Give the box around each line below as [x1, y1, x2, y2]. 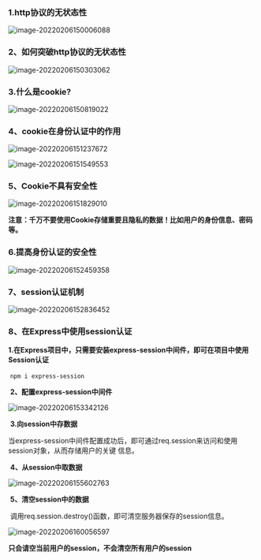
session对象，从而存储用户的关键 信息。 [8, 446, 140, 455]
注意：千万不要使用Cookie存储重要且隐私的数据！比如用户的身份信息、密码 [8, 215, 253, 225]
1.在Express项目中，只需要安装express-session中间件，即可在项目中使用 [8, 345, 249, 355]
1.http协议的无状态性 [8, 6, 88, 17]
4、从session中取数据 [9, 463, 83, 472]
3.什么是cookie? [8, 86, 72, 97]
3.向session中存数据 [9, 420, 78, 429]
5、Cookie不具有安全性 [8, 181, 98, 192]
